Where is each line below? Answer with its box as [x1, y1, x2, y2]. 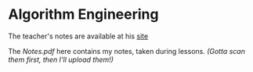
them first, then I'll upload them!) [8, 55, 114, 64]
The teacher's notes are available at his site [8, 31, 149, 41]
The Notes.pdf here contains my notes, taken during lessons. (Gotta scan [8, 46, 245, 56]
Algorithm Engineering [8, 5, 159, 23]
